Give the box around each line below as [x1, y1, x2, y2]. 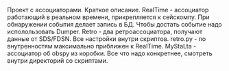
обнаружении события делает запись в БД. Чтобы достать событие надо [7, 20, 222, 28]
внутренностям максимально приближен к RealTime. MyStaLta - [7, 42, 197, 50]
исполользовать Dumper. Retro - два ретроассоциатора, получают [7, 27, 203, 35]
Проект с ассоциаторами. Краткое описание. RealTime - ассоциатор [7, 6, 209, 14]
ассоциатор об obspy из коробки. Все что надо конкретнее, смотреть [7, 49, 213, 57]
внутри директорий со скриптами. [7, 57, 108, 64]
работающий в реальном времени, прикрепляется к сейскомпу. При [7, 13, 210, 21]
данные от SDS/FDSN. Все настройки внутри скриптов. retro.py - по [7, 35, 206, 43]
